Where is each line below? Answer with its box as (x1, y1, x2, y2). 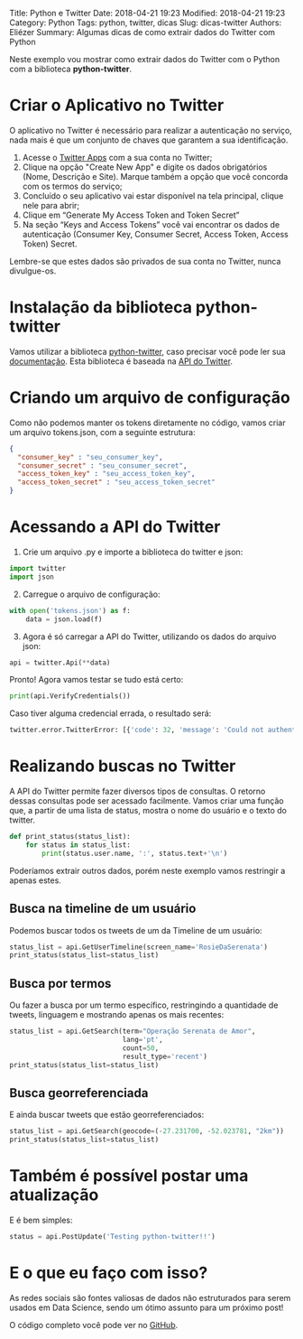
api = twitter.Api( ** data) (9, 658, 111, 667)
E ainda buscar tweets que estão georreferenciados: (9, 1110, 205, 1120)
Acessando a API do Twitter (9, 516, 221, 537)
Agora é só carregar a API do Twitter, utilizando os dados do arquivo (22, 631, 277, 642)
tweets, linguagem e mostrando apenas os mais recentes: (9, 1009, 225, 1020)
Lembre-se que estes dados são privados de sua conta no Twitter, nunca (9, 256, 281, 266)
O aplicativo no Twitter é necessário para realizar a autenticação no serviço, (9, 125, 293, 135)
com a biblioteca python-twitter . (9, 63, 133, 74)
